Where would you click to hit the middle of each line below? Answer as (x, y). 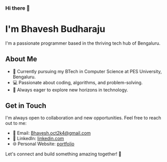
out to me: (16, 123)
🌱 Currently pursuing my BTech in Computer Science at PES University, (87, 71)
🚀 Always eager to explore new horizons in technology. (70, 90)
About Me (21, 59)
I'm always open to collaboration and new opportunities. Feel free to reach (83, 118)
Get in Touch (26, 106)
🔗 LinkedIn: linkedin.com (38, 139)
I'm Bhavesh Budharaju (55, 29)
